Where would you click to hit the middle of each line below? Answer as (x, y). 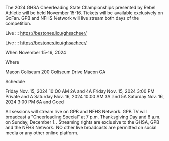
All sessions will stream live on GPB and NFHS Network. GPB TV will (76, 112)
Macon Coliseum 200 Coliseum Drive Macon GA (55, 72)
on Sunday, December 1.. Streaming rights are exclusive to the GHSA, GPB (82, 122)
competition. (18, 23)
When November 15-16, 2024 (36, 52)
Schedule (15, 82)
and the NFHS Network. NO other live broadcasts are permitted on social (81, 128)
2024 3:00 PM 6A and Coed (35, 102)
